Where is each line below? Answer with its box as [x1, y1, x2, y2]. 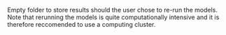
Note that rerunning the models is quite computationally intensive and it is [7, 13, 220, 21]
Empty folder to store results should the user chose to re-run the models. [7, 6, 218, 14]
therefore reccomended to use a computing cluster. [7, 21, 156, 28]
